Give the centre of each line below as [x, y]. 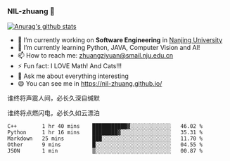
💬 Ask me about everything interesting [73, 76]
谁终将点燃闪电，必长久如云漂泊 [53, 113]
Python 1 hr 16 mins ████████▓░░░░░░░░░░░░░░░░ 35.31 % [105, 133]
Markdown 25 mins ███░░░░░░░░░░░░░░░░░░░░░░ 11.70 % [105, 139]
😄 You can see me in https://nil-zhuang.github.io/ [90, 84]
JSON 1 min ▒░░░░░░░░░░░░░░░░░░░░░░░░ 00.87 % [105, 151]
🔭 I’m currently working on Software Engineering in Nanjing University [120, 40]
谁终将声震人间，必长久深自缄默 [53, 98]
